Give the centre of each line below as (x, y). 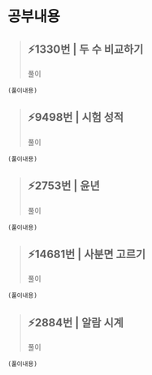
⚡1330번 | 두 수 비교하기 (85, 49)
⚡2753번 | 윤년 (64, 186)
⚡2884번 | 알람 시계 (75, 323)
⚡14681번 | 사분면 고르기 (87, 254)
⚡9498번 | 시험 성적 (75, 117)
